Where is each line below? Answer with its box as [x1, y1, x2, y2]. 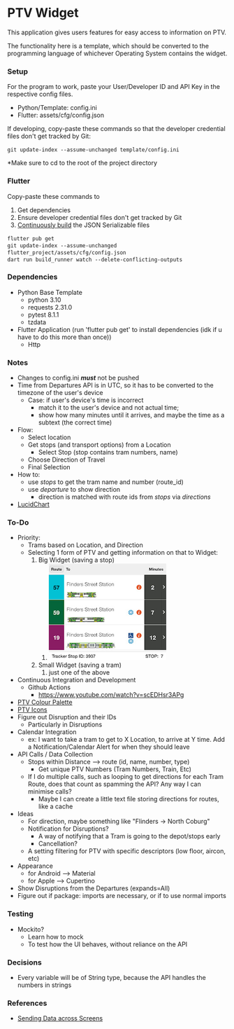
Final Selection [27, 463, 71, 471]
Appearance [17, 862, 54, 870]
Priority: [17, 534, 41, 542]
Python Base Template [17, 288, 82, 296]
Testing [7, 909, 34, 919]
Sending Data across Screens [17, 1014, 103, 1023]
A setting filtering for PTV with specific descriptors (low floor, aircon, [27, 847, 226, 855]
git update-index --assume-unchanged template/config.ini [7, 146, 180, 153]
